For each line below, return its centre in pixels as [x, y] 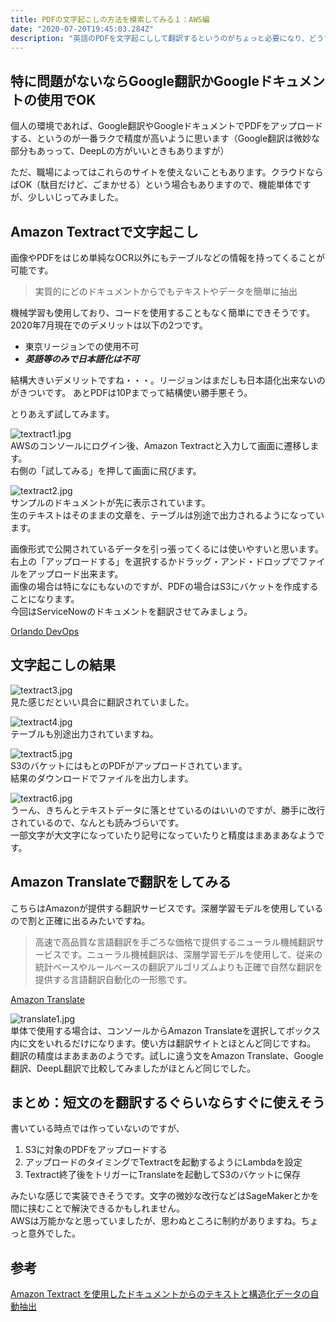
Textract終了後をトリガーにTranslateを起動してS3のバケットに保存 [162, 1175]
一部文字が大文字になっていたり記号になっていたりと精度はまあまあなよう [163, 835]
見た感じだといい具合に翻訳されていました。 [102, 702]
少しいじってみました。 [76, 197]
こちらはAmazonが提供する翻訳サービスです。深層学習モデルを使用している [167, 908]
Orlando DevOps [45, 631]
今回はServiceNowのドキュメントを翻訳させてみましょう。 [131, 611]
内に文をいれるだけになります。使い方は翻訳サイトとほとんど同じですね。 [163, 1043]
